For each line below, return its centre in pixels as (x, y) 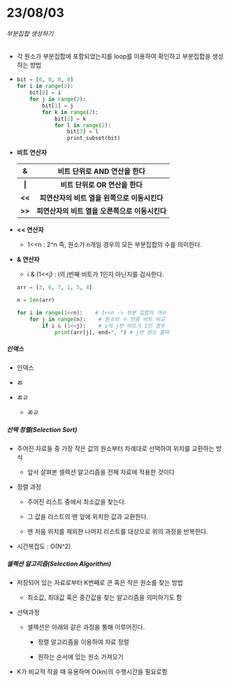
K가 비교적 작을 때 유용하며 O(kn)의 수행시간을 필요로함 (92, 672)
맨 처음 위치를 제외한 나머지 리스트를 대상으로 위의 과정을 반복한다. (117, 532)
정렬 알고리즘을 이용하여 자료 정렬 (84, 642)
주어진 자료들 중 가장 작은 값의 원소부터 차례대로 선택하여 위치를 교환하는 (115, 449)
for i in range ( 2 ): (45, 86)
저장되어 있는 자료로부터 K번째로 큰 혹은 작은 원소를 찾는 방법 (100, 583)
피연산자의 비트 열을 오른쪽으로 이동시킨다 (102, 211)
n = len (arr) (36, 300)
